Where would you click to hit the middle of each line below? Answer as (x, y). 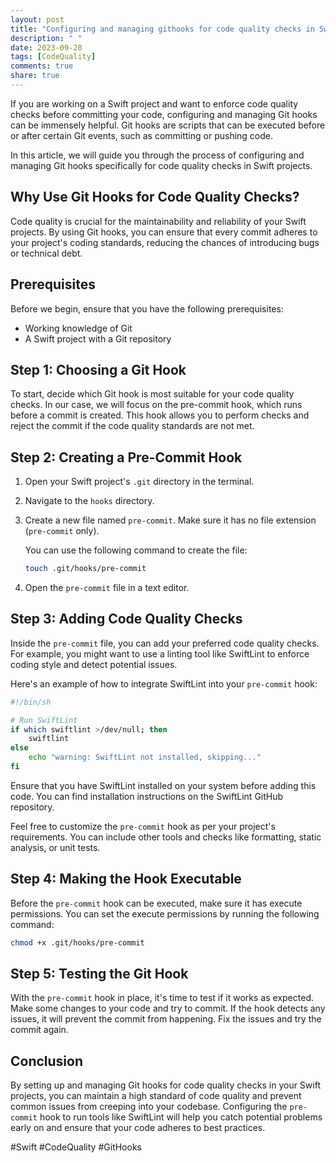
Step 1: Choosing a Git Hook (98, 369)
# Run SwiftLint (44, 720)
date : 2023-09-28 (46, 47)
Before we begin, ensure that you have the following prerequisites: (147, 308)
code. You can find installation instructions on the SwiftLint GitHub (147, 796)
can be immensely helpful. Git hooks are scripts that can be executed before (168, 125)
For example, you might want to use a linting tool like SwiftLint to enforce (160, 653)
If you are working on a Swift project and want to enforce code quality (154, 103)
